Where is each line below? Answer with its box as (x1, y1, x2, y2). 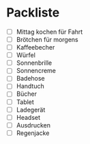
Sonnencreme (16, 67, 56, 75)
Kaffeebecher (16, 43, 55, 52)
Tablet (16, 98, 35, 106)
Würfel (16, 51, 35, 59)
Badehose (16, 74, 45, 83)
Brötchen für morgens (16, 36, 79, 43)
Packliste (6, 5, 60, 21)
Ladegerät (16, 105, 46, 114)
